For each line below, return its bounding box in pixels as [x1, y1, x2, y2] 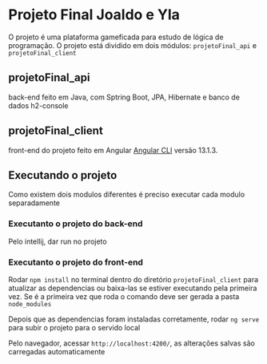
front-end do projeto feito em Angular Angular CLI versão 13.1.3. [8, 145, 218, 155]
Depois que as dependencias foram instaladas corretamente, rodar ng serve [8, 314, 260, 324]
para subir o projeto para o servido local [8, 322, 141, 332]
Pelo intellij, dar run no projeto [8, 237, 107, 246]
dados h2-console [8, 100, 69, 110]
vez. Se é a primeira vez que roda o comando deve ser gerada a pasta [8, 291, 240, 301]
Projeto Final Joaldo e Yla [8, 6, 180, 24]
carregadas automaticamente [8, 346, 106, 356]
